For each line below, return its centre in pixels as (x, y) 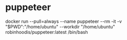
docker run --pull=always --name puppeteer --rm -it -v (63, 21)
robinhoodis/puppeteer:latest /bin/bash (47, 32)
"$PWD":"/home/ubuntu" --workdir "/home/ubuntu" (60, 26)
